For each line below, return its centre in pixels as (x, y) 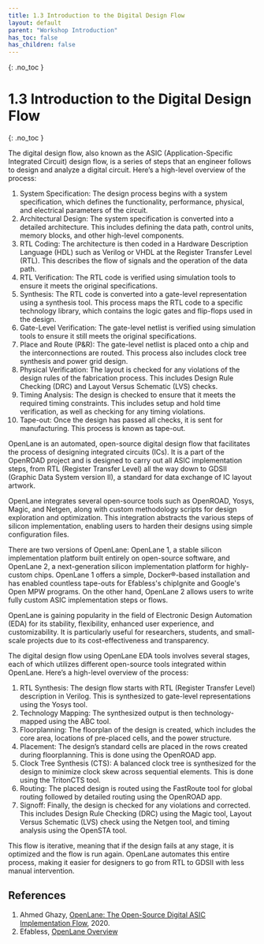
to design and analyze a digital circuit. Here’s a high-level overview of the (127, 170)
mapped (33, 721)
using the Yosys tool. (54, 705)
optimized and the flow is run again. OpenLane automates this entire (119, 854)
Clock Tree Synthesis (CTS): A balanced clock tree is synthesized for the (138, 763)
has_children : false (42, 45)
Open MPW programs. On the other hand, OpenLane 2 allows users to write (131, 592)
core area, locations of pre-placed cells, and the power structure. (126, 738)
